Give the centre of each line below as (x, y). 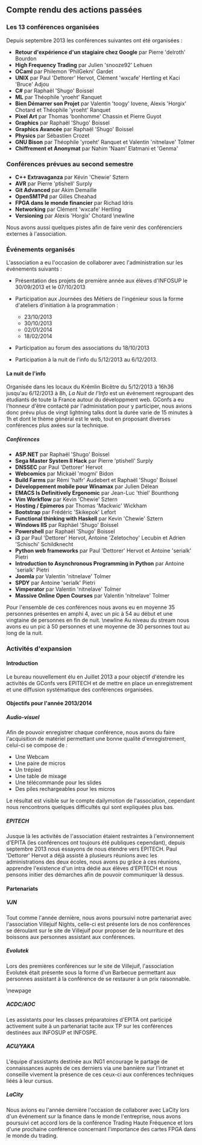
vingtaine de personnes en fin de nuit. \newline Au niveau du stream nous (98, 620)
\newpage (19, 990)
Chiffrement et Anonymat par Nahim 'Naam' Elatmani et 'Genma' (96, 148)
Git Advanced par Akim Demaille (56, 190)
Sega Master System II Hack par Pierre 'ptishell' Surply (84, 461)
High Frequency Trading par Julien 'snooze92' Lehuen (84, 65)
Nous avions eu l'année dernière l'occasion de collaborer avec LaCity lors (98, 1110)
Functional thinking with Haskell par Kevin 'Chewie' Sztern (89, 518)
